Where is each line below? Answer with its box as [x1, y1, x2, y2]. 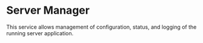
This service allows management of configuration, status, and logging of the [6, 23, 197, 30]
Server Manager [6, 4, 90, 17]
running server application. [6, 29, 74, 36]
